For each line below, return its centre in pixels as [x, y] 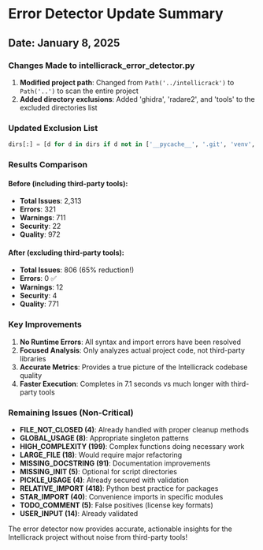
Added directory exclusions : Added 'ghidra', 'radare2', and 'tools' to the [137, 99]
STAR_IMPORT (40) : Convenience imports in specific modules [121, 496]
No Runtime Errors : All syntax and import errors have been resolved [130, 342]
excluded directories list [58, 107]
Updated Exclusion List [53, 128]
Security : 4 [38, 296]
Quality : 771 [39, 304]
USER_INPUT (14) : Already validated [79, 513]
